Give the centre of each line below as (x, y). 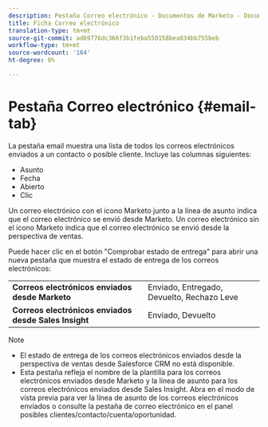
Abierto (32, 186)
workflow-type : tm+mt (44, 45)
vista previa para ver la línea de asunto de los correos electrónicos (129, 397)
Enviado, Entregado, (185, 287)
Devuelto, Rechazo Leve (193, 297)
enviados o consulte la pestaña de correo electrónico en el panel (126, 406)
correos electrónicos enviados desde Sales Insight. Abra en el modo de (137, 389)
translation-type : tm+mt (49, 30)
